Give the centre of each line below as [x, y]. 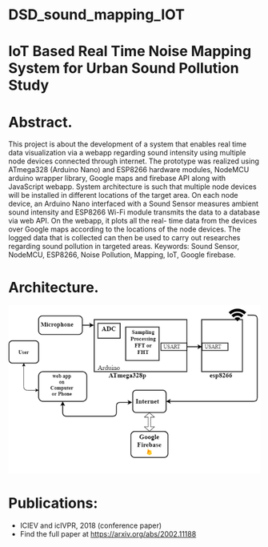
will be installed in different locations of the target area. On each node [123, 195]
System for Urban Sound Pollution [124, 68]
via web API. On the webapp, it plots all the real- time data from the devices [133, 221]
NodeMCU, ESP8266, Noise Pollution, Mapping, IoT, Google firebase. [122, 255]
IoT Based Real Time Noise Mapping [130, 52]
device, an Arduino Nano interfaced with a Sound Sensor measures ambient [133, 204]
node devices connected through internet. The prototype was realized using [134, 161]
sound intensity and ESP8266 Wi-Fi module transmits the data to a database [134, 212]
